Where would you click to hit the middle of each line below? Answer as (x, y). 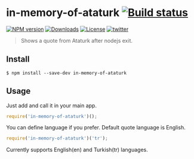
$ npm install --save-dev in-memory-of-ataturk (67, 73)
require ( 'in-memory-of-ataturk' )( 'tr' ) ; (57, 139)
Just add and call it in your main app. (52, 105)
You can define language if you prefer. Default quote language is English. (96, 128)
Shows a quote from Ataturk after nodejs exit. (77, 40)
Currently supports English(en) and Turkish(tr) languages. (77, 150)
